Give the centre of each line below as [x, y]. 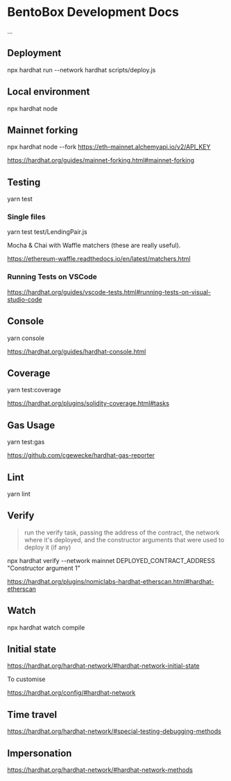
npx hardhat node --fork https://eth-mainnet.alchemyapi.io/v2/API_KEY [109, 147]
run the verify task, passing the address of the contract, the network [122, 532]
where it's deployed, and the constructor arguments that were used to [124, 539]
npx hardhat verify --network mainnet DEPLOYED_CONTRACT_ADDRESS [111, 560]
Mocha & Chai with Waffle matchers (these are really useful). [94, 245]
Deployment [34, 53]
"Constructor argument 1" [44, 568]
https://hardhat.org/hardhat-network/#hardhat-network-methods [100, 770]
